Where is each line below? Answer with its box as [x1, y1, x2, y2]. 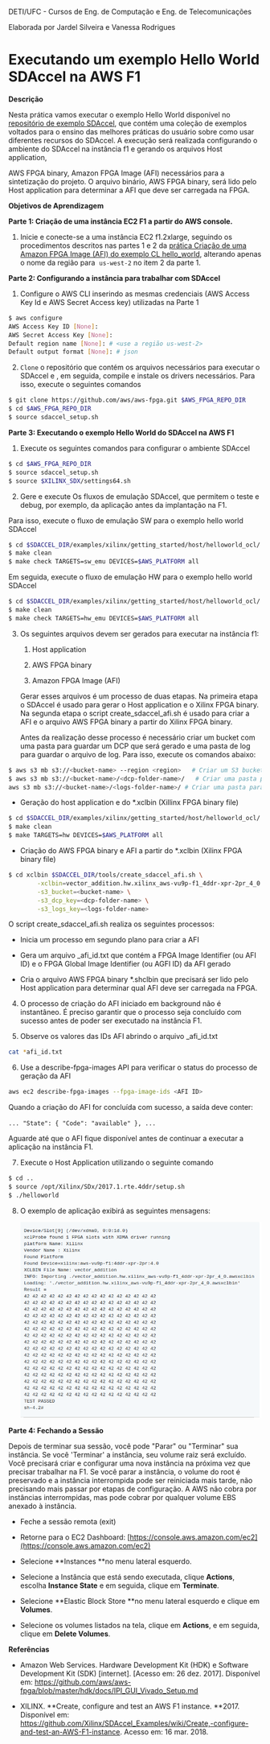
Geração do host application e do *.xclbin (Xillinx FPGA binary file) [19, 798, 239, 807]
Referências [8, 1644, 50, 1654]
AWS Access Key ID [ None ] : [8, 322, 99, 331]
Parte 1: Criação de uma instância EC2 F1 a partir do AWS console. [8, 216, 233, 226]
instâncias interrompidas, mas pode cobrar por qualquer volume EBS [8, 1492, 237, 1502]
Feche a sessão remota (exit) [19, 1516, 117, 1526]
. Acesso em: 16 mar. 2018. [120, 1726, 209, 1737]
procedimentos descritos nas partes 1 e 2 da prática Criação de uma [19, 241, 247, 250]
